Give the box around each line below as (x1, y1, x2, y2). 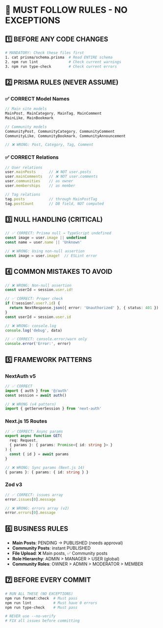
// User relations (5, 165, 43, 170)
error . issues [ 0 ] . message (5, 497, 56, 502)
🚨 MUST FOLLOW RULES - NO (5, 4, 128, 16)
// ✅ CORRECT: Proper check (5, 296, 64, 301)
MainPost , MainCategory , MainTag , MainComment (5, 111, 102, 116)
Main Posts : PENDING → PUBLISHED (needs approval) (12, 540, 123, 546)
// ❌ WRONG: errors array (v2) (5, 506, 70, 511)
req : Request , (9, 438, 38, 443)
